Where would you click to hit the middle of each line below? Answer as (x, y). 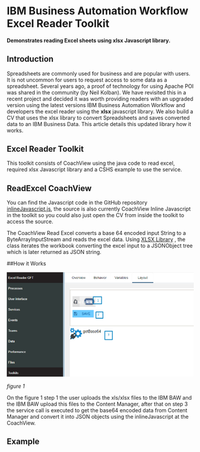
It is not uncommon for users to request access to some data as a (87, 80)
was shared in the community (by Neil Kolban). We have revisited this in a (96, 92)
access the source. (30, 222)
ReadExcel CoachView (49, 188)
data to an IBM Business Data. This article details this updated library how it (99, 124)
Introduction (30, 59)
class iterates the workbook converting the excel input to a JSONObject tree (100, 246)
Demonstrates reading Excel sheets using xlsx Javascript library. (89, 40)
